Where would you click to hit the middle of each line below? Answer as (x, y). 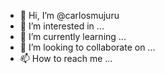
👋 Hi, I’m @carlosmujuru (69, 15)
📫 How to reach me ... (66, 58)
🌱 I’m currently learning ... (73, 36)
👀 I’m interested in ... (62, 26)
